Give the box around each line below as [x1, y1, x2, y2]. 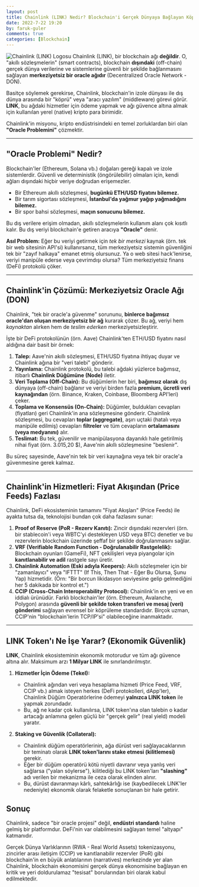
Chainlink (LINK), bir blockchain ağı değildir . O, [72, 53, 188, 59]
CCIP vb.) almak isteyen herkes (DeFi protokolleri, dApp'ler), [23, 688, 171, 695]
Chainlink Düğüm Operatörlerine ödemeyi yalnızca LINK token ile [23, 694, 184, 701]
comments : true [6, 31, 44, 37]
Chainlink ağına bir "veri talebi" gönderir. [14, 359, 114, 366]
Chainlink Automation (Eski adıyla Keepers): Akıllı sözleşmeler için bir [14, 563, 188, 570]
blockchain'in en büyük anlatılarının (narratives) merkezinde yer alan [6, 856, 173, 863]
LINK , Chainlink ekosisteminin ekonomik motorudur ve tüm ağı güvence [6, 652, 181, 659]
